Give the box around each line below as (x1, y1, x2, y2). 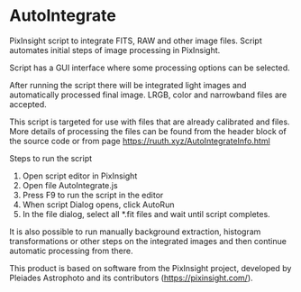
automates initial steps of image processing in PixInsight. (9, 44, 221, 55)
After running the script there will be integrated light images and (9, 79, 247, 90)
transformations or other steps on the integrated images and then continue (9, 235, 287, 246)
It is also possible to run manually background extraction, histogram (9, 226, 261, 237)
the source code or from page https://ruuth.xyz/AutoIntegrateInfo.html (9, 135, 270, 146)
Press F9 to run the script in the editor (22, 189, 164, 200)
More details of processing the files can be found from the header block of (9, 125, 287, 136)
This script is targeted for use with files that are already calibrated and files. (9, 116, 290, 127)
